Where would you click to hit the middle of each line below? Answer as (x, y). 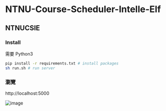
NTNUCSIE (23, 28)
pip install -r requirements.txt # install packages (62, 63)
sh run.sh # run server (30, 68)
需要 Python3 (19, 53)
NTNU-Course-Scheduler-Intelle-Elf (83, 9)
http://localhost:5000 (27, 93)
